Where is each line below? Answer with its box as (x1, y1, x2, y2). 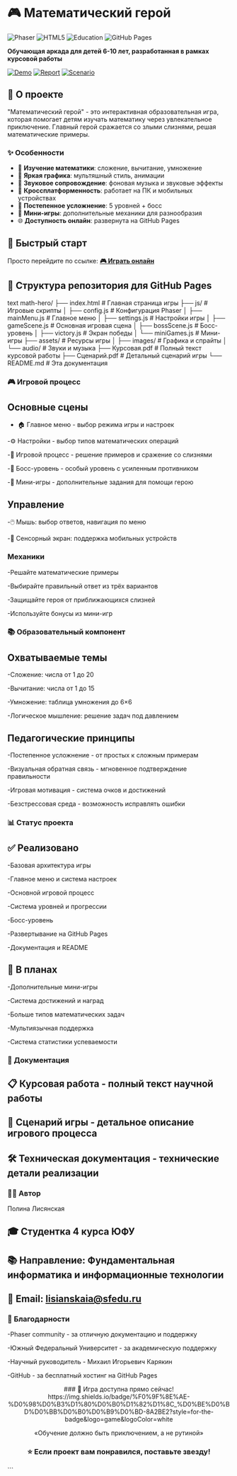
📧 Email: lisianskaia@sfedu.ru (7, 1293, 141, 1305)
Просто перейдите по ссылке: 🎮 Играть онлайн (7, 256, 154, 265)
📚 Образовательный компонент (7, 627, 126, 637)
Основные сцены (7, 401, 88, 413)
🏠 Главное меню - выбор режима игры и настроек (17, 421, 175, 429)
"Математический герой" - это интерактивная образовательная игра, (7, 107, 219, 116)
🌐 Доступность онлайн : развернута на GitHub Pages (17, 217, 180, 225)
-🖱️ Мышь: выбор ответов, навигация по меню (7, 517, 146, 527)
